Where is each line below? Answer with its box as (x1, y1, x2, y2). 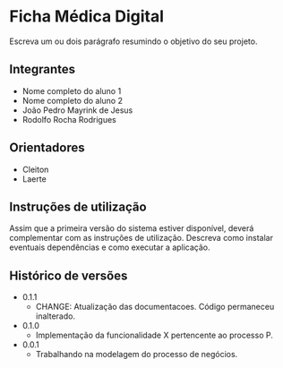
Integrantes (9, 62, 76, 77)
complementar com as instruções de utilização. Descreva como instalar (9, 233, 273, 244)
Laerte (21, 173, 47, 184)
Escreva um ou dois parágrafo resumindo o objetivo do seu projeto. (9, 36, 258, 47)
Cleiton (21, 164, 49, 175)
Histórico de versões (9, 268, 128, 283)
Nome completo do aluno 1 (21, 85, 122, 96)
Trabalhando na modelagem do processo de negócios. (35, 349, 238, 360)
